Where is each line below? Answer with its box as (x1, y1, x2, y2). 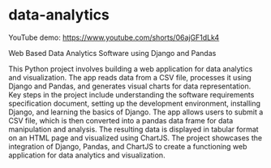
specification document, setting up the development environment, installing (8, 98, 261, 108)
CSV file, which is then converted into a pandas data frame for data (8, 115, 234, 125)
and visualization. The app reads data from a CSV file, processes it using (8, 72, 252, 82)
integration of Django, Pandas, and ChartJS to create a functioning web (8, 141, 247, 151)
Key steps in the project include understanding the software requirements (8, 89, 255, 99)
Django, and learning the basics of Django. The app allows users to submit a (8, 107, 264, 117)
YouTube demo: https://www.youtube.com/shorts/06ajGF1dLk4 (8, 32, 220, 42)
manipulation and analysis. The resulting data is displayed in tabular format (8, 124, 259, 134)
